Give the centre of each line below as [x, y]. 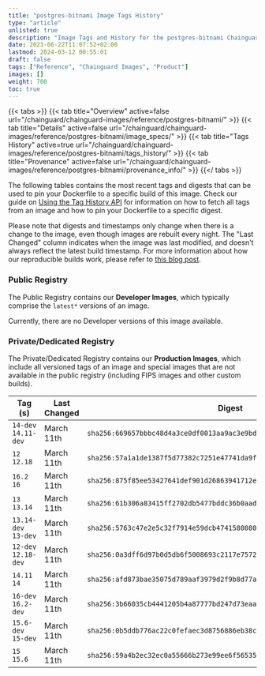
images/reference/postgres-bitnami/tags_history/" [90, 153]
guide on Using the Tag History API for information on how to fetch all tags [129, 202]
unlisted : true [33, 30]
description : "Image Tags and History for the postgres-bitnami [116, 38]
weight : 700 [28, 81]
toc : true [24, 89]
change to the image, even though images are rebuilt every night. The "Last [131, 235]
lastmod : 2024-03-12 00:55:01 [58, 52]
